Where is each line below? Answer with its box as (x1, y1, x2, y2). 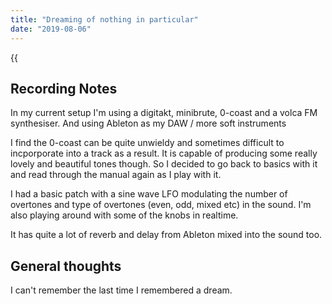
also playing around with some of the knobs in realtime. (10, 209, 239, 221)
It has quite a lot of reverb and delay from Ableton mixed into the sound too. (10, 229, 323, 241)
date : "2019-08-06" (10, 24, 92, 34)
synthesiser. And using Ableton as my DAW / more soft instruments (10, 117, 287, 130)
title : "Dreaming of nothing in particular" (10, 14, 199, 25)
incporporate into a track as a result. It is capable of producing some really (10, 147, 318, 160)
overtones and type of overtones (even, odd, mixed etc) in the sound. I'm (10, 199, 312, 211)
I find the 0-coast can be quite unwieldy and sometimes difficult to (10, 137, 285, 149)
